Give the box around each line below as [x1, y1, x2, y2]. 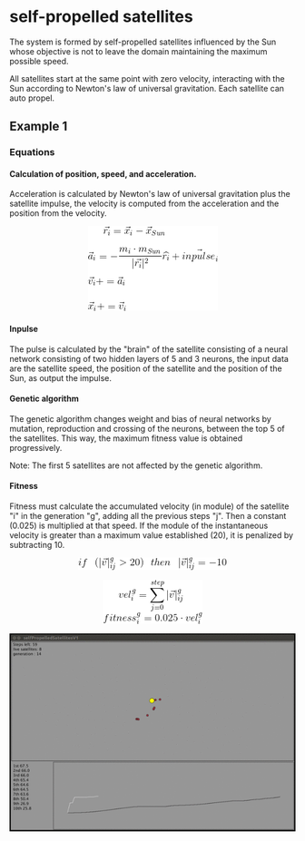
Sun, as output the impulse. [9, 372, 112, 383]
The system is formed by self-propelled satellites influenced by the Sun [9, 36, 277, 47]
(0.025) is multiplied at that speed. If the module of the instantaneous [9, 520, 269, 532]
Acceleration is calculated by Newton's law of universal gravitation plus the [9, 189, 290, 200]
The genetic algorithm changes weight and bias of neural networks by [9, 413, 272, 424]
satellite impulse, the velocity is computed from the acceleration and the [9, 198, 280, 210]
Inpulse [9, 324, 39, 335]
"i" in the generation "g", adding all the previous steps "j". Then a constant [9, 511, 287, 522]
